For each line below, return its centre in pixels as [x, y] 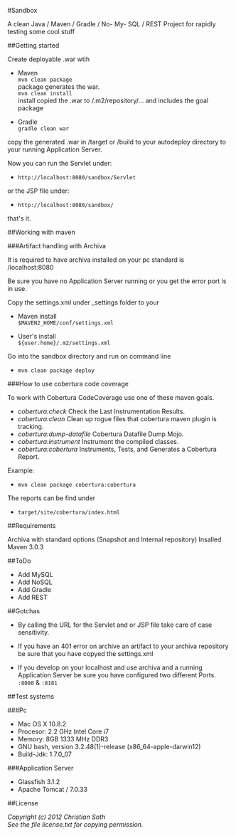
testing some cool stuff [41, 32]
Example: [21, 470]
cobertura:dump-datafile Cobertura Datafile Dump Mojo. [101, 434]
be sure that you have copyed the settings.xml [85, 654]
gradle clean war [43, 129]
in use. [17, 289]
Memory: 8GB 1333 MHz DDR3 [63, 739]
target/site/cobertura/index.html [69, 512]
